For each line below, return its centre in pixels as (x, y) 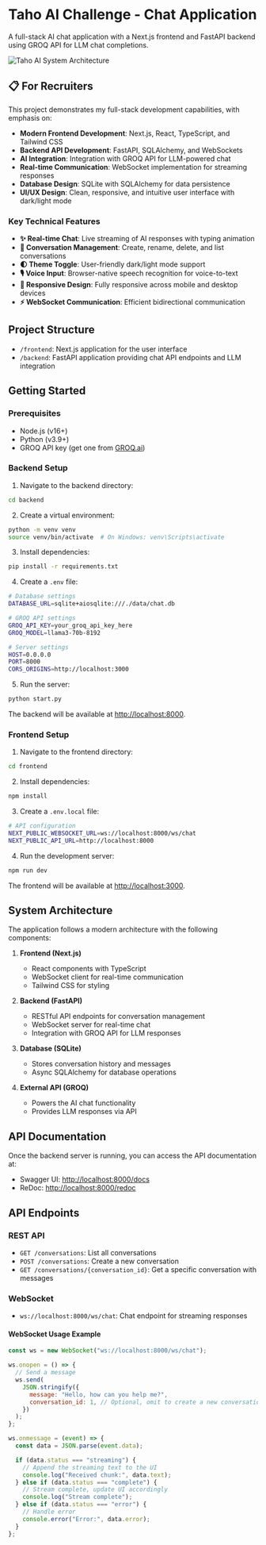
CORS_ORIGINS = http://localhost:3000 (68, 669)
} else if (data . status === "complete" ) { (86, 1482)
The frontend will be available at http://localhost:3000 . (97, 886)
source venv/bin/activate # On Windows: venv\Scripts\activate (116, 537)
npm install (28, 796)
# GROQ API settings (42, 618)
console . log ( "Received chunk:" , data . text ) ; (97, 1475)
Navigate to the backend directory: (76, 485)
